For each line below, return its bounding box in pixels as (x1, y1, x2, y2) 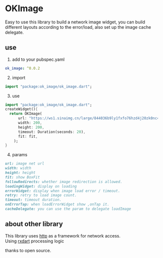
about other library (5, 220, 63, 228)
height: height (5, 170, 36, 175)
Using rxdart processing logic (5, 238, 65, 244)
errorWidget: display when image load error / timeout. (5, 188, 120, 193)
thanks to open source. (5, 247, 51, 253)
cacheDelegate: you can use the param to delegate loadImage (5, 206, 131, 211)
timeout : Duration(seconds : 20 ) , (17, 129, 86, 134)
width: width (5, 166, 32, 171)
